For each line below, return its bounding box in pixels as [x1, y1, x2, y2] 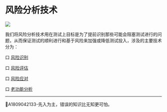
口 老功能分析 [5, 86, 33, 92]
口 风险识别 [5, 54, 28, 60]
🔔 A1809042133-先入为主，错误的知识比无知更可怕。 [5, 101, 113, 107]
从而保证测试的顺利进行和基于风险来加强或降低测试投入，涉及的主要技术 [13, 37, 162, 43]
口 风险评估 [5, 65, 28, 71]
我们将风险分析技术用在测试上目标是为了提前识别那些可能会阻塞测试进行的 [5, 31, 158, 37]
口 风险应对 [5, 75, 28, 81]
